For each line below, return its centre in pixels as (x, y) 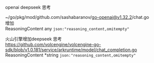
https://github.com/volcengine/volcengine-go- (53, 44)
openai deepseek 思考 (28, 7)
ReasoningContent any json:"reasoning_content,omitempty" (67, 29)
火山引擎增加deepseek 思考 (33, 39)
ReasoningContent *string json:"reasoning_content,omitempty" (70, 55)
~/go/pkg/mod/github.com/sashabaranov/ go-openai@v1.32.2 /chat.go (77, 17)
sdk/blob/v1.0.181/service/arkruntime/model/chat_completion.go (71, 50)
